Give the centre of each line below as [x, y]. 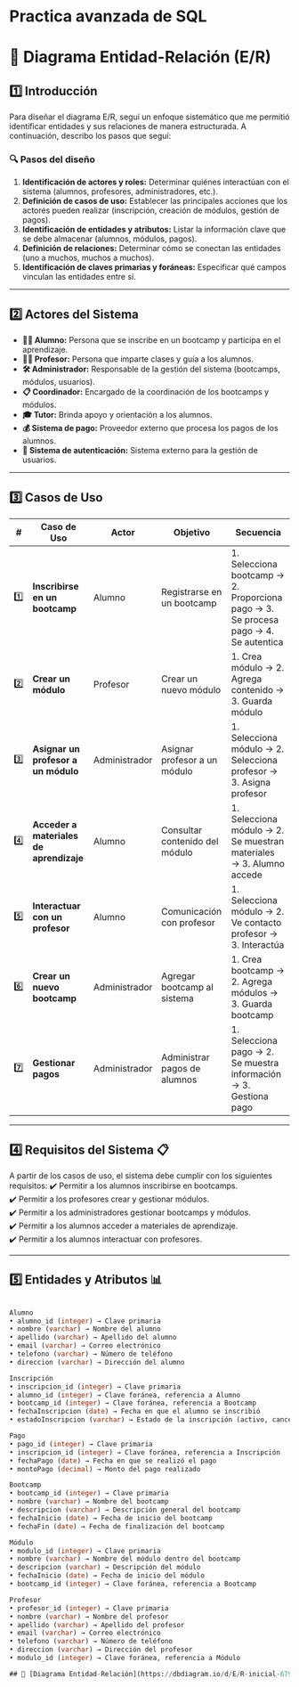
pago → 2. [252, 1052]
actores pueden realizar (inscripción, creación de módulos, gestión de [151, 210]
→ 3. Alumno [258, 864]
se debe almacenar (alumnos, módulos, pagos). [109, 239]
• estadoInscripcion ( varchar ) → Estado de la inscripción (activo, [139, 1420]
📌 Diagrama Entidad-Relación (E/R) [140, 57]
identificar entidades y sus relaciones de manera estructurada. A [128, 126]
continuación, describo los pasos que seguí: [90, 136]
